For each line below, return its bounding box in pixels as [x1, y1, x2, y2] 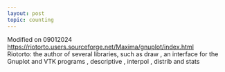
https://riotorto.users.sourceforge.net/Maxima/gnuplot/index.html [7, 43, 194, 51]
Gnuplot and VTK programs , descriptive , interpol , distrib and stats [7, 57, 200, 65]
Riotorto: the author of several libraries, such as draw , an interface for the [7, 49, 219, 58]
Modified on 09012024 [7, 35, 73, 43]
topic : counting [7, 16, 54, 23]
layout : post [7, 10, 45, 17]
